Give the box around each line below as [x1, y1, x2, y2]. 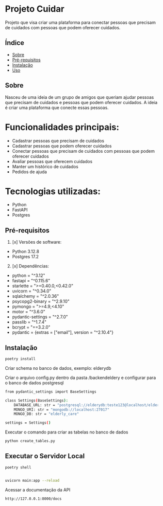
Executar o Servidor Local [5, 452, 85, 460]
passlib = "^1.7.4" [12, 319, 47, 325]
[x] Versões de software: [12, 239, 62, 245]
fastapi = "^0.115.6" [12, 278, 50, 284]
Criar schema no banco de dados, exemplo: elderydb [5, 365, 112, 371]
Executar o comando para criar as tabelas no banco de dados [5, 429, 129, 435]
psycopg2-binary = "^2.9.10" [12, 298, 70, 305]
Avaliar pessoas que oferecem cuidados [12, 158, 93, 164]
